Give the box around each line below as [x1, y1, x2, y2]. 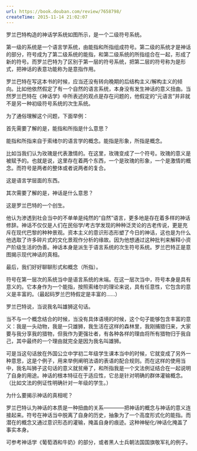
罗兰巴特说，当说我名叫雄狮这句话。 [6, 303, 94, 310]
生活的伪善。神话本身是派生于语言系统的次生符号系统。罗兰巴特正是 [21, 243, 186, 250]
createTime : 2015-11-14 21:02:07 [6, 14, 88, 20]
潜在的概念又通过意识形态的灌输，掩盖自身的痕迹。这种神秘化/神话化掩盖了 [6, 419, 188, 426]
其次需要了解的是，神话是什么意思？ [6, 189, 94, 196]
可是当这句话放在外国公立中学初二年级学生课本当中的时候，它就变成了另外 [6, 350, 186, 357]
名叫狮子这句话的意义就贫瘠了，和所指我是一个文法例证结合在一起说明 [21, 364, 191, 371]
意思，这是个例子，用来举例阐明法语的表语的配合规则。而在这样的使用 [11, 357, 181, 364]
